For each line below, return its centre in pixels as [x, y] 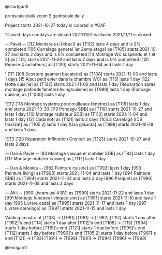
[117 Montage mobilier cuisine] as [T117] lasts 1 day [56, 158]
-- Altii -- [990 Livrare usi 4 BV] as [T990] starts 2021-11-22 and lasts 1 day [80, 193]
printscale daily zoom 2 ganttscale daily [44, 16]
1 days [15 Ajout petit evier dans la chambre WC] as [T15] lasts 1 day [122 [77, 79]
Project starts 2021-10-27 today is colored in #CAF [55, 25]
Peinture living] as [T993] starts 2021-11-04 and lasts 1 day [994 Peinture [78, 173]
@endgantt [16, 247]
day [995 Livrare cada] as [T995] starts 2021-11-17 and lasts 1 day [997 [76, 203]
